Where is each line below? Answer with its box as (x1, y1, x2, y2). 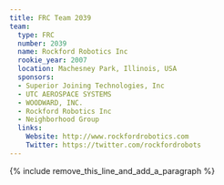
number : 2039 (17, 38, 67, 48)
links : (17, 124, 43, 133)
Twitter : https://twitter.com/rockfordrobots (25, 140, 202, 149)
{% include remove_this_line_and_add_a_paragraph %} (9, 165, 216, 176)
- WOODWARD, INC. (17, 98, 84, 108)
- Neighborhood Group (17, 115, 100, 124)
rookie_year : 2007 (17, 56, 88, 65)
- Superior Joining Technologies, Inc (17, 81, 166, 90)
